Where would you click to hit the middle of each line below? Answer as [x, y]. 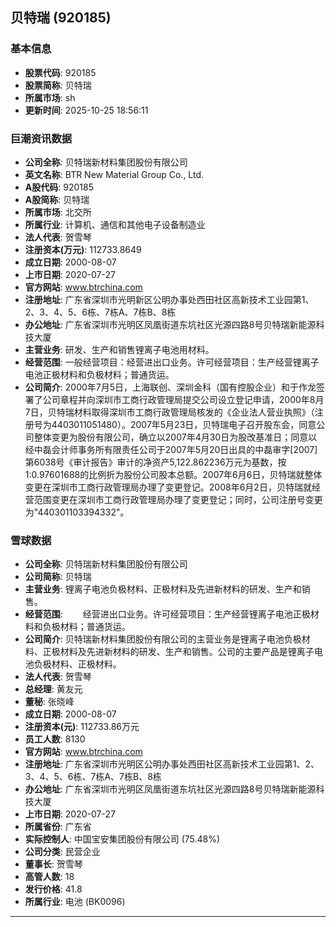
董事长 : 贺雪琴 [53, 864]
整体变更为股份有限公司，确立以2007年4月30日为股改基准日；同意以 [175, 437]
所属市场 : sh [50, 97]
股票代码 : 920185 [60, 72]
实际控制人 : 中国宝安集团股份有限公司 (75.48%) [122, 839]
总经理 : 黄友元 [53, 689]
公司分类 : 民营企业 [62, 852]
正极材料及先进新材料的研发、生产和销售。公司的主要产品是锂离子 [178, 652]
